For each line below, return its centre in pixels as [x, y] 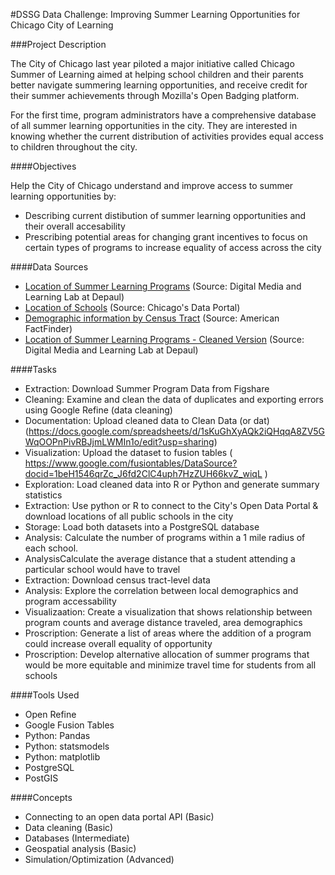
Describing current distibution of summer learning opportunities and [165, 215]
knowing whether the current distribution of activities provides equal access [167, 136]
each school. [51, 548]
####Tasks [33, 369]
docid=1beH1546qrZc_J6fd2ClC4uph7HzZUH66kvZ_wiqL [143, 473]
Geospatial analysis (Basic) [80, 848]
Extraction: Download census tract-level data [117, 580]
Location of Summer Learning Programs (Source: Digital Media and [163, 286]
